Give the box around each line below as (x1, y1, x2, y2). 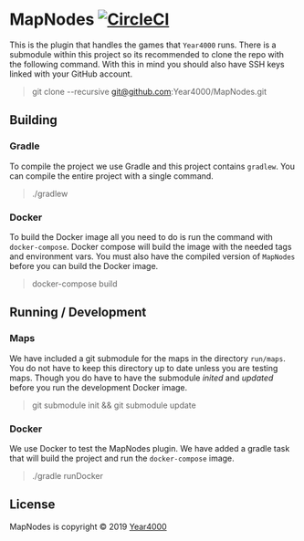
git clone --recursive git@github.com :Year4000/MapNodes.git (31, 86, 267, 97)
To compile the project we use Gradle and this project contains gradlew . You (9, 161, 295, 172)
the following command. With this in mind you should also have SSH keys (9, 58, 285, 69)
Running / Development (9, 305, 147, 320)
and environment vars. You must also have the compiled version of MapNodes (9, 251, 296, 262)
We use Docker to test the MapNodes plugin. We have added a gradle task (9, 442, 290, 453)
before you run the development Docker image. (9, 381, 188, 392)
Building (9, 112, 58, 128)
